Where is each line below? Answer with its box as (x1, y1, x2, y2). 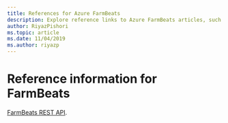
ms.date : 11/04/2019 (7, 36, 66, 42)
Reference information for (7, 71, 157, 87)
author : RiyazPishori (7, 23, 69, 29)
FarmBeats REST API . (7, 108, 68, 116)
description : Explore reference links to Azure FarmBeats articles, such (7, 16, 222, 23)
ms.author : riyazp (7, 42, 59, 49)
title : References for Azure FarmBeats (7, 10, 121, 17)
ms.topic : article (7, 29, 59, 36)
